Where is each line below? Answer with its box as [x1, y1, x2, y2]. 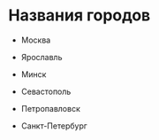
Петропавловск [20, 103, 81, 113]
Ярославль [20, 51, 63, 62]
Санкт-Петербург [20, 121, 87, 131]
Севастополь [20, 86, 72, 97]
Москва [20, 35, 51, 45]
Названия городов [8, 5, 151, 26]
